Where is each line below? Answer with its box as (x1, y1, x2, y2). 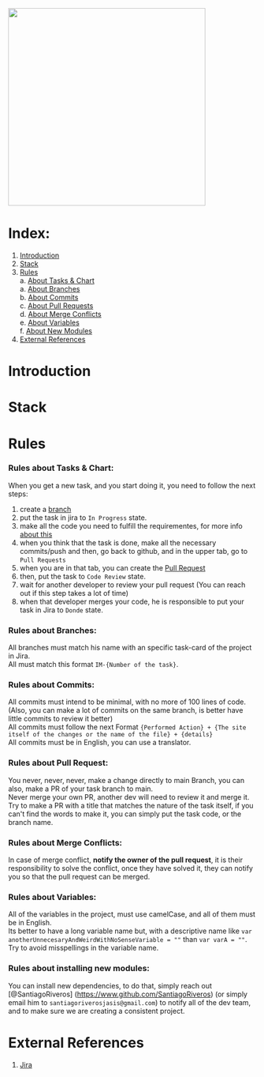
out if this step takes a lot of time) (19, 588, 128, 597)
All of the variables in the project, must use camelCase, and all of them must (8, 909, 256, 919)
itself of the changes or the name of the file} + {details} (8, 731, 214, 739)
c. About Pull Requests (19, 300, 94, 311)
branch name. (8, 817, 54, 827)
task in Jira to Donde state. (19, 604, 104, 615)
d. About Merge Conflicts (19, 309, 102, 318)
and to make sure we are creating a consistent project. (8, 1006, 185, 1015)
